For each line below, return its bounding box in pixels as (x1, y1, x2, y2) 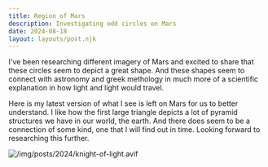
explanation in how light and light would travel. (8, 83, 165, 93)
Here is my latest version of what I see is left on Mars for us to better (8, 99, 239, 108)
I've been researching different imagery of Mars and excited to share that (8, 57, 254, 67)
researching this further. (8, 134, 90, 143)
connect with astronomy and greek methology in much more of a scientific (8, 74, 259, 84)
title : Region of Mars (8, 11, 86, 20)
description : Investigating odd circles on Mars (8, 20, 177, 28)
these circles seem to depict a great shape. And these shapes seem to (8, 66, 245, 76)
